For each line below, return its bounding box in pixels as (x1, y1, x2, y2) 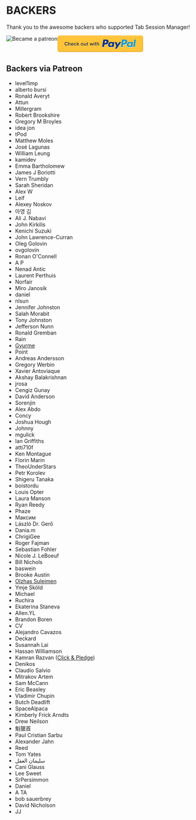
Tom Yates (14, 750, 41, 758)
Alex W (14, 188, 33, 195)
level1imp (14, 79, 38, 87)
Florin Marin (14, 456, 45, 463)
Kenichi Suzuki (14, 227, 52, 234)
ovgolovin (14, 246, 40, 254)
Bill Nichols (14, 558, 43, 565)
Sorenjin (14, 399, 36, 406)
